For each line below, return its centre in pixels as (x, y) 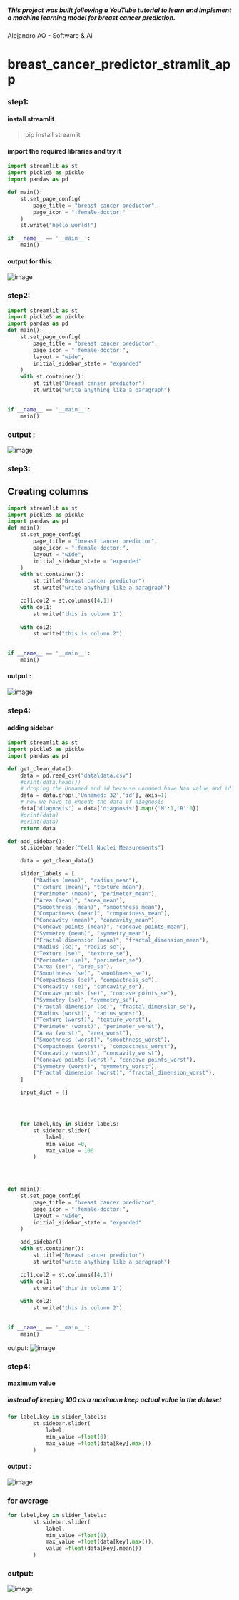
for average (28, 1501)
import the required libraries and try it (64, 151)
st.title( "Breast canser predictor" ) (89, 383)
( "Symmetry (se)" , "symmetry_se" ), (86, 1000)
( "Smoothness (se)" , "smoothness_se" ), (92, 973)
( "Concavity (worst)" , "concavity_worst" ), (98, 1053)
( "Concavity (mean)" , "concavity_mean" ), (96, 920)
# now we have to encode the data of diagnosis (92, 802)
